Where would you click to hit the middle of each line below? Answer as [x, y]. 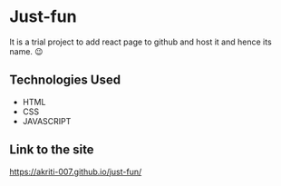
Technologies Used [65, 80]
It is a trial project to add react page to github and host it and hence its [140, 42]
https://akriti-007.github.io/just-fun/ [76, 171]
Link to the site [52, 150]
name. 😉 [26, 51]
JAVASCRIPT [47, 121]
